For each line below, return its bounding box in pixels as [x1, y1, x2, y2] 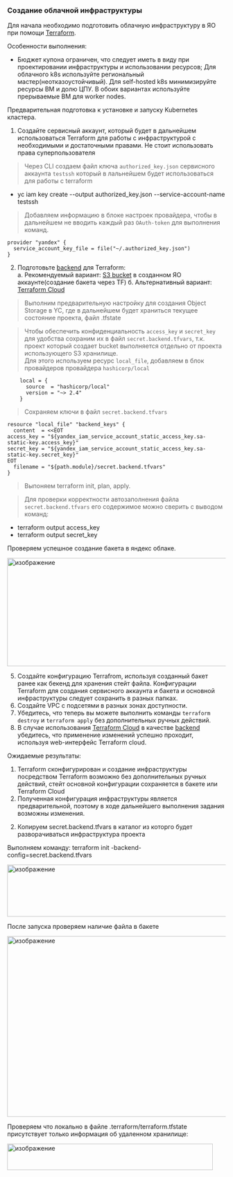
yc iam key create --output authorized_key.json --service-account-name [17, 190, 225, 199]
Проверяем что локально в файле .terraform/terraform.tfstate [7, 1122, 187, 1131]
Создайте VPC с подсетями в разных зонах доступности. [17, 701, 188, 710]
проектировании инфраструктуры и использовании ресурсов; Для [17, 63, 216, 71]
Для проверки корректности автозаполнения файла [24, 495, 179, 504]
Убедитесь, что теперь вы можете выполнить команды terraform [17, 709, 211, 717]
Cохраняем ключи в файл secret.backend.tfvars [24, 408, 168, 416]
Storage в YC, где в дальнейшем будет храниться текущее [24, 306, 198, 315]
